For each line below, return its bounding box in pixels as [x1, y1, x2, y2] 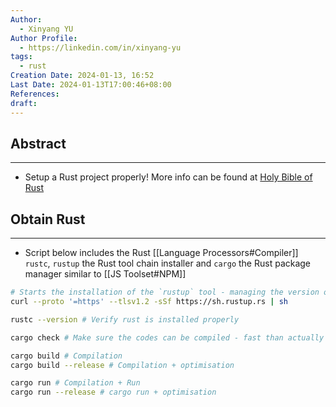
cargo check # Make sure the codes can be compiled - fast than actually [10, 332, 325, 343]
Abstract [10, 135, 67, 152]
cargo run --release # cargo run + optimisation [10, 387, 217, 398]
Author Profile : [10, 33, 78, 43]
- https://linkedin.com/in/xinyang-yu [19, 42, 182, 53]
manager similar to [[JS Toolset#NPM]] [24, 268, 187, 280]
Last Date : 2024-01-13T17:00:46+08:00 [10, 80, 172, 90]
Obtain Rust [10, 211, 86, 228]
